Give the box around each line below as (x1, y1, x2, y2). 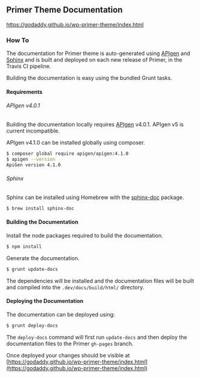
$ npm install (6, 243, 42, 250)
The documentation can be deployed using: (6, 311, 115, 318)
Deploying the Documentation (6, 298, 84, 305)
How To (6, 36, 29, 44)
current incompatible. (6, 127, 60, 134)
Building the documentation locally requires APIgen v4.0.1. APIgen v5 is (6, 120, 184, 128)
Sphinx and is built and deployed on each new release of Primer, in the (6, 56, 182, 64)
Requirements (6, 88, 43, 96)
